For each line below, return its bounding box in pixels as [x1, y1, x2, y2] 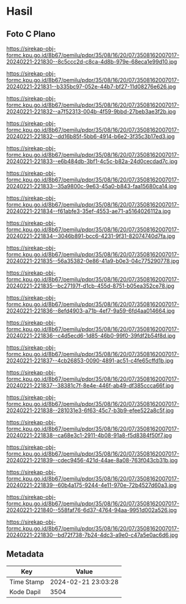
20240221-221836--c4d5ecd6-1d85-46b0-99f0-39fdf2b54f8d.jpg [6, 332, 176, 339]
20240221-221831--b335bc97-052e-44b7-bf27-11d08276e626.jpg [6, 83, 176, 90]
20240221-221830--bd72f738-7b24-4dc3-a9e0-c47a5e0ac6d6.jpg [6, 532, 179, 538]
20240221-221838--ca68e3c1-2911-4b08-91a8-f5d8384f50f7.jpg [6, 432, 173, 439]
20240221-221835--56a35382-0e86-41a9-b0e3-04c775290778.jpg [6, 258, 179, 264]
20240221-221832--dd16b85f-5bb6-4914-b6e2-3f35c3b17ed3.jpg [6, 133, 175, 140]
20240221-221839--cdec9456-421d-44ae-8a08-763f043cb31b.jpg [6, 457, 178, 464]
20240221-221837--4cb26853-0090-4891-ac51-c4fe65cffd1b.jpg [6, 357, 174, 364]
